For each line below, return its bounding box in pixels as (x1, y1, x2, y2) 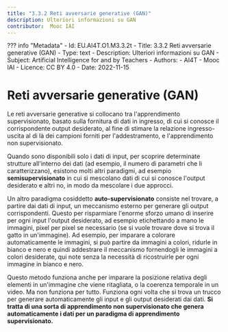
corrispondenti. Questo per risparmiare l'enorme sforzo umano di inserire (7, 209, 214, 218)
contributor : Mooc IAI (7, 23, 75, 29)
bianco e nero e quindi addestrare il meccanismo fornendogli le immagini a (7, 246, 218, 254)
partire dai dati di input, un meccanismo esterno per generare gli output (7, 202, 209, 210)
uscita (7, 131, 25, 140)
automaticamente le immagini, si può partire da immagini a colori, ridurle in (7, 238, 218, 246)
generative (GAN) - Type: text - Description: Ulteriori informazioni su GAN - (7, 49, 219, 57)
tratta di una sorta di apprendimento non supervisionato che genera (7, 303, 204, 311)
